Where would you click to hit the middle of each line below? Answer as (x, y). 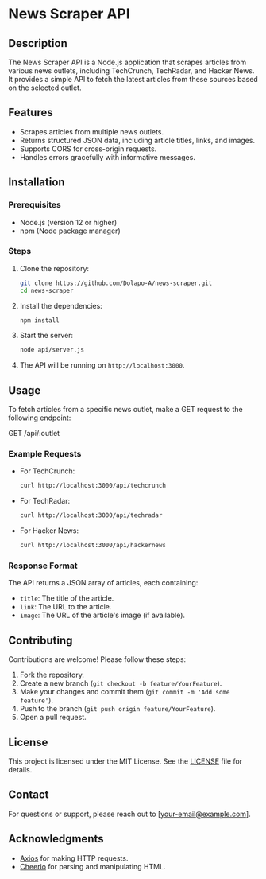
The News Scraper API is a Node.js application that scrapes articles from (127, 62)
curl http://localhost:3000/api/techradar (91, 515)
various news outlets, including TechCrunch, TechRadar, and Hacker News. (131, 71)
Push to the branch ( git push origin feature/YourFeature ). (118, 709)
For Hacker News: (49, 531)
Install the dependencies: (61, 305)
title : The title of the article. (67, 598)
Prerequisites (35, 205)
